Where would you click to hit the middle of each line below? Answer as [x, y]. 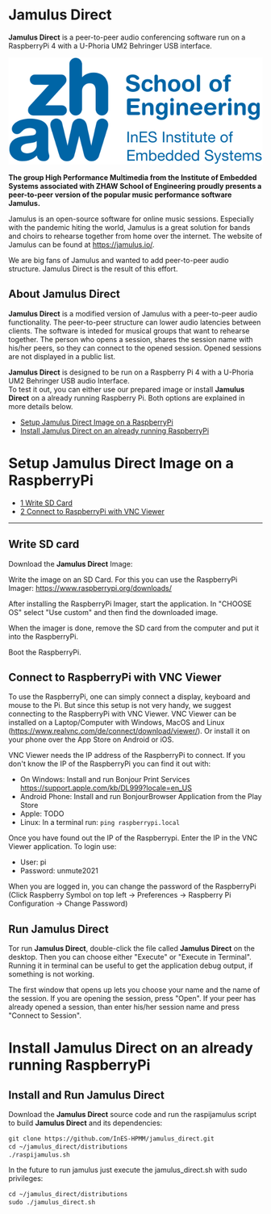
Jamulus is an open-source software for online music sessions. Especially [131, 219]
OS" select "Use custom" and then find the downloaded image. [113, 612]
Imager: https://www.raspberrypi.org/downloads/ [90, 588]
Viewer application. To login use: [63, 847]
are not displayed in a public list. [62, 356]
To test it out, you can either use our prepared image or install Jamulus [127, 389]
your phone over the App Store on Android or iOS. [91, 739]
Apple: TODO [42, 814]
